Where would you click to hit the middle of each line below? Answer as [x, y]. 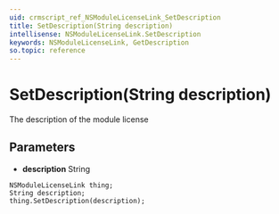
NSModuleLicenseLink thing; [62, 185]
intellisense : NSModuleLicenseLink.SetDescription [105, 34]
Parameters [42, 148]
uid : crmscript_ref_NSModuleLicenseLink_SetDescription [115, 17]
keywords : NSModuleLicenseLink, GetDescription [99, 42]
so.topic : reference [48, 51]
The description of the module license [79, 119]
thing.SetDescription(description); [77, 201]
